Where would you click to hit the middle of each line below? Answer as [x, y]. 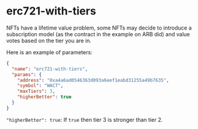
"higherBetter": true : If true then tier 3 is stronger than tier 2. [84, 119]
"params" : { [27, 74]
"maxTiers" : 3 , [36, 92]
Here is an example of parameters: [49, 52]
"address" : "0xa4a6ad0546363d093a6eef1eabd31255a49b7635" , [93, 80]
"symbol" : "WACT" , [40, 86]
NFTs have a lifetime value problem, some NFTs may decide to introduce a [99, 28]
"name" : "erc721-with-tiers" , [50, 69]
